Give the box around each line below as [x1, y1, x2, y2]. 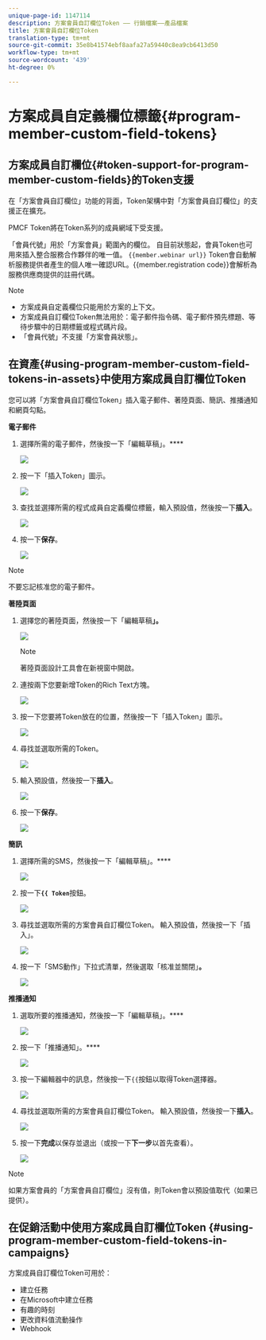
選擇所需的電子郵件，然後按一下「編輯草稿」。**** [19, 439, 184, 449]
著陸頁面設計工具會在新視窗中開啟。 [19, 663, 139, 672]
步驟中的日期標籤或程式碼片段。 [26, 322, 132, 331]
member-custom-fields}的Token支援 [8, 173, 195, 187]
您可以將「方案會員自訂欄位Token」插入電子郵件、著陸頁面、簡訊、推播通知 [8, 395, 258, 405]
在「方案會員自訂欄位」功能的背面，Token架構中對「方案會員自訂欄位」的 [8, 196, 252, 206]
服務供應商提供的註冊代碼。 [8, 269, 99, 279]
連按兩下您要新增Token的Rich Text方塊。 [19, 680, 154, 689]
